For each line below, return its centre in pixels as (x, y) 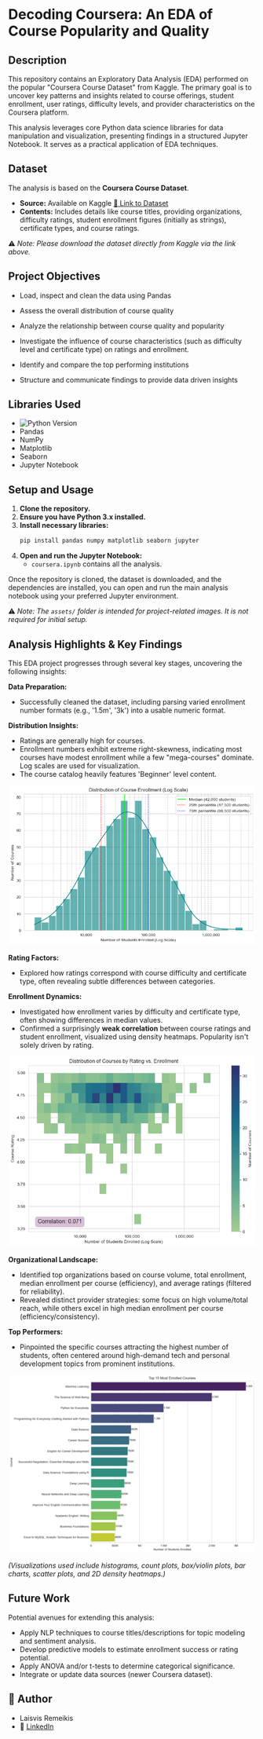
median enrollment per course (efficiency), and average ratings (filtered (135, 1283)
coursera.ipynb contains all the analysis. (97, 564)
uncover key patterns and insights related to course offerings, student (121, 95)
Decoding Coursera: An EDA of (111, 15)
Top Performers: (36, 1331)
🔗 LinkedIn (37, 1726)
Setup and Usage (51, 490)
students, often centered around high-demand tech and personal (124, 1355)
